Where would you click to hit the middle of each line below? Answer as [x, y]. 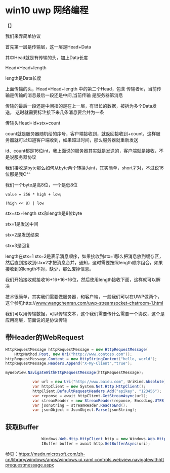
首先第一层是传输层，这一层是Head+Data [48, 46]
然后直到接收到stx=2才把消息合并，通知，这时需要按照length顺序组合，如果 [84, 262]
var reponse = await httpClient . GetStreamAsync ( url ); [90, 396]
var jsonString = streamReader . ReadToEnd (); [80, 405]
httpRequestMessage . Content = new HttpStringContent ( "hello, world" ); [81, 359]
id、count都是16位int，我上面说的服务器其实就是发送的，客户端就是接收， [82, 151]
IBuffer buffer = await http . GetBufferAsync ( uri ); [96, 443]
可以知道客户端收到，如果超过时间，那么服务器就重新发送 [78, 140]
